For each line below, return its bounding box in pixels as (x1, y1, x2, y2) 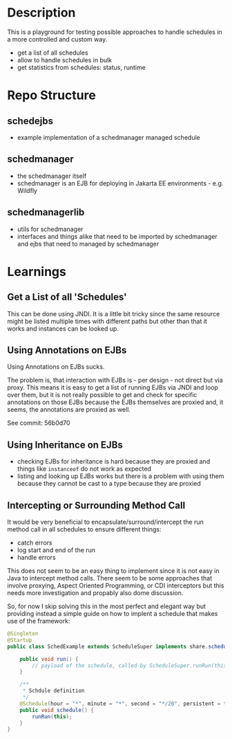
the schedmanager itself (17, 172, 87, 180)
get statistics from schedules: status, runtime (17, 63, 146, 71)
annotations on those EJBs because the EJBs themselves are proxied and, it (7, 398, 224, 406)
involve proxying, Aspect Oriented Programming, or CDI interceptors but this (7, 581, 224, 590)
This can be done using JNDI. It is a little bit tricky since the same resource (7, 309, 220, 318)
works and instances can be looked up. (7, 324, 119, 333)
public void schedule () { (19, 706, 95, 713)
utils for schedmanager (17, 225, 84, 233)
